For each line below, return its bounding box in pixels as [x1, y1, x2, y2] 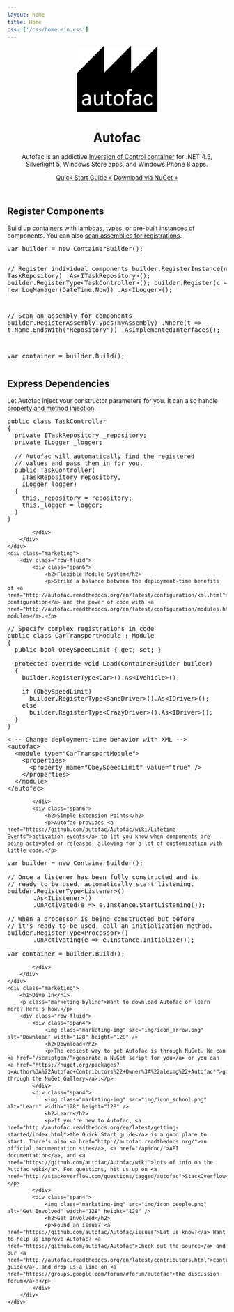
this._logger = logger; [22, 501, 103, 509]
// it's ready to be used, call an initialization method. [7, 922, 214, 930]
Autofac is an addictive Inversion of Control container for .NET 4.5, [22, 153, 212, 161]
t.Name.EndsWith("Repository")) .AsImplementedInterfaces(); [7, 326, 221, 334]
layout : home [7, 11, 45, 18]
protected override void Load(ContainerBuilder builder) [14, 659, 214, 667]
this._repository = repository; [22, 494, 132, 502]
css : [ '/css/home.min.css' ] [7, 26, 89, 33]
